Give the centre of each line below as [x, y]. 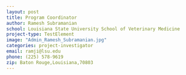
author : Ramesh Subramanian [42, 23]
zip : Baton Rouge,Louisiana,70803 [50, 62]
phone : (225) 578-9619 [35, 57]
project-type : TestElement [40, 34]
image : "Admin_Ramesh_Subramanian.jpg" [57, 40]
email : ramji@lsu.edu [34, 51]
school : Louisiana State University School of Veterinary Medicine [93, 29]
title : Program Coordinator [42, 18]
